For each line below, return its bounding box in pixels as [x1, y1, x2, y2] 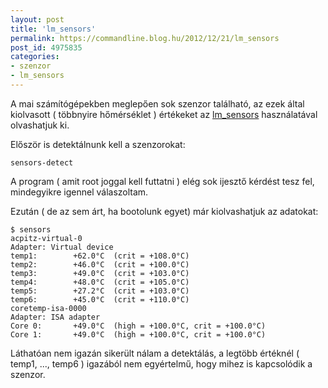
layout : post [10, 14, 65, 25]
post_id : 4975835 [10, 42, 83, 53]
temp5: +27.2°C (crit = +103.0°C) [10, 286, 190, 296]
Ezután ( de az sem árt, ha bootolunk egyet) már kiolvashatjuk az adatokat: [10, 205, 319, 217]
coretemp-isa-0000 [10, 303, 87, 313]
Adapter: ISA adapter [10, 312, 101, 322]
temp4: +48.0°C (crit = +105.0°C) [10, 277, 190, 287]
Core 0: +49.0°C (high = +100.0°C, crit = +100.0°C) [10, 321, 267, 331]
